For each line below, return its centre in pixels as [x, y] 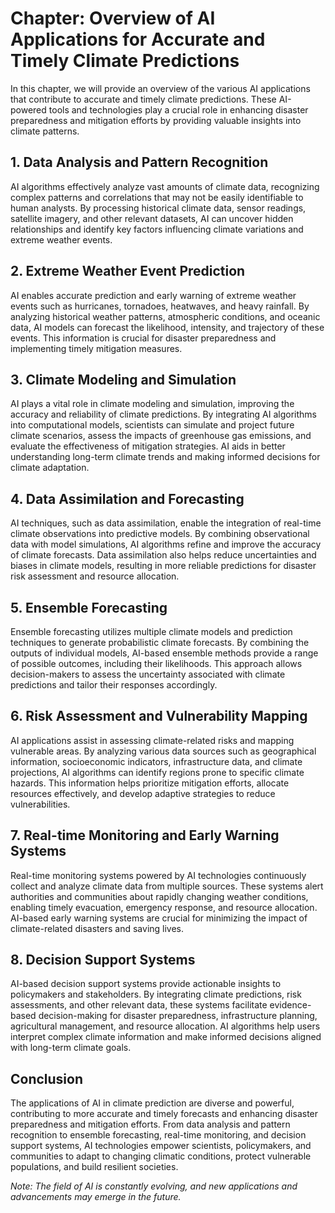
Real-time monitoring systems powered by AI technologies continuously [158, 875]
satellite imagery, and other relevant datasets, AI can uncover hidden [152, 218]
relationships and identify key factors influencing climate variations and [157, 229]
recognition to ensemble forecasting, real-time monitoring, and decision [158, 1135]
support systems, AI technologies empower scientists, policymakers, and [161, 1146]
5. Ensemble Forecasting [89, 607]
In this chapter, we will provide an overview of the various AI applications [160, 88]
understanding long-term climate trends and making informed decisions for [165, 457]
